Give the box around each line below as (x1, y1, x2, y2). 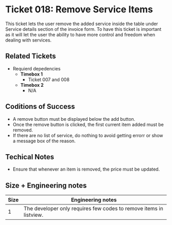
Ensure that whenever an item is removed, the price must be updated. (12, 166, 160, 173)
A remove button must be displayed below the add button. (12, 116, 136, 122)
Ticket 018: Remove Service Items (5, 4, 153, 15)
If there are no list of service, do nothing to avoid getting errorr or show (12, 132, 163, 138)
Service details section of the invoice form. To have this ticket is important (5, 26, 162, 32)
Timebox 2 (20, 82, 44, 88)
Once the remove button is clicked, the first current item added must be (12, 121, 164, 127)
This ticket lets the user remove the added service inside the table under (5, 21, 158, 27)
